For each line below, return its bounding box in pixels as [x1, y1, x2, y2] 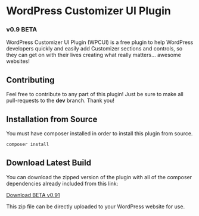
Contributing [6, 75, 55, 85]
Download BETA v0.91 [6, 191, 60, 198]
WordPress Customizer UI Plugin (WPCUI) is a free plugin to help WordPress [6, 39, 194, 46]
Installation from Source [6, 114, 98, 124]
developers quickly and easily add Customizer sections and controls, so [6, 45, 183, 52]
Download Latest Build [6, 158, 91, 168]
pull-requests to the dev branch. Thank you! [6, 97, 115, 104]
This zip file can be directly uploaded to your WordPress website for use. [6, 203, 185, 210]
